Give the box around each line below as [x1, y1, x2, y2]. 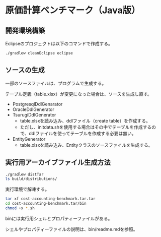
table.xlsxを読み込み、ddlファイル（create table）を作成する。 [20, 117, 151, 124]
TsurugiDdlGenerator [12, 111, 56, 117]
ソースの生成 [5, 66, 45, 75]
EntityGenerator [12, 136, 46, 142]
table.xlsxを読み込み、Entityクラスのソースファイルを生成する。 [20, 142, 153, 148]
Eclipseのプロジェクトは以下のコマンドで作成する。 [5, 41, 113, 46]
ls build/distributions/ [5, 176, 57, 182]
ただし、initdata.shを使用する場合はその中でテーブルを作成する [20, 124, 152, 130]
